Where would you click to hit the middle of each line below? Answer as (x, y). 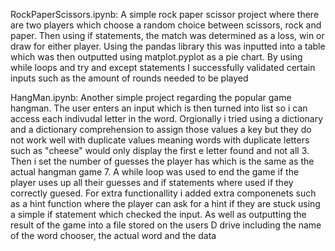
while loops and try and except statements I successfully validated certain (163, 67)
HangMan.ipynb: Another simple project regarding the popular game (151, 97)
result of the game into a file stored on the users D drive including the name (166, 225)
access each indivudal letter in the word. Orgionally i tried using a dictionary (167, 118)
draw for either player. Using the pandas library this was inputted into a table (168, 46)
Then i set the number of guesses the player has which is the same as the (162, 161)
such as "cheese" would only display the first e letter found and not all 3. (160, 150)
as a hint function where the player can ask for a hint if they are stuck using (165, 203)
